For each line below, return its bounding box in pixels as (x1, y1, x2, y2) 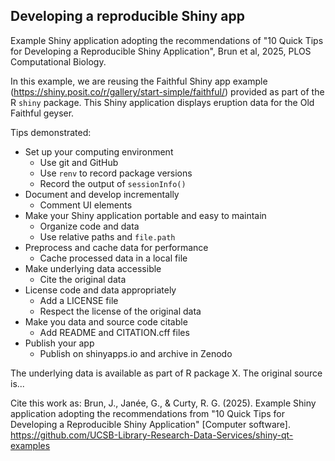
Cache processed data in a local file (39, 252, 188, 264)
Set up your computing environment (24, 145, 174, 158)
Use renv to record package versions (39, 167, 193, 179)
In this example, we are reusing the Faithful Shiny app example (10, 75, 268, 87)
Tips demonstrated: (10, 126, 92, 138)
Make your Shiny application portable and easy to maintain (24, 209, 267, 221)
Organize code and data (39, 220, 140, 232)
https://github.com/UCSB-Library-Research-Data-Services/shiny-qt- (10, 429, 294, 441)
